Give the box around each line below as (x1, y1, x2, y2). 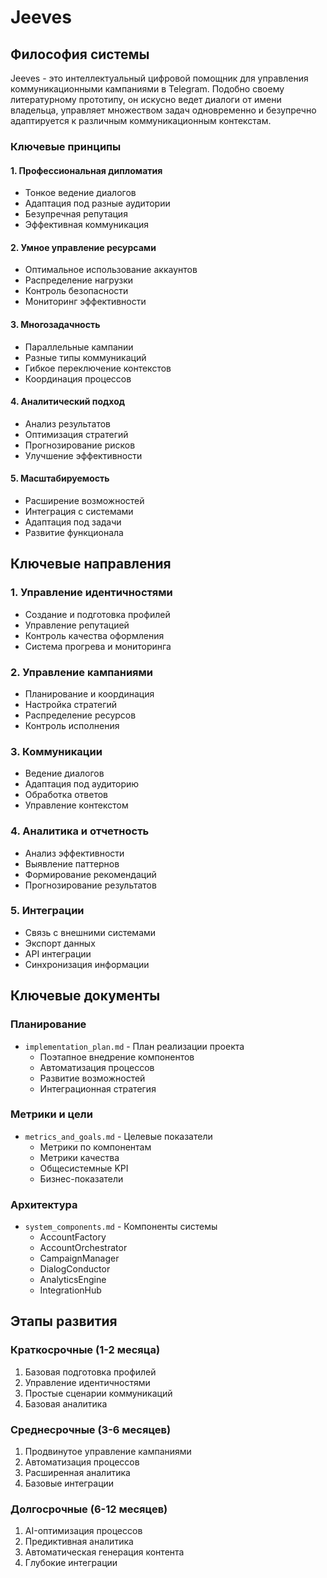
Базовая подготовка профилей (24, 1366, 157, 1378)
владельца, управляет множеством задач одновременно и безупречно (10, 104, 317, 116)
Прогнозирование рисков (24, 439, 136, 451)
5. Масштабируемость (10, 472, 110, 485)
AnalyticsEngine (39, 1274, 107, 1286)
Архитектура (10, 1197, 78, 1211)
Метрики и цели (10, 1107, 93, 1121)
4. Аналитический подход (10, 396, 125, 408)
